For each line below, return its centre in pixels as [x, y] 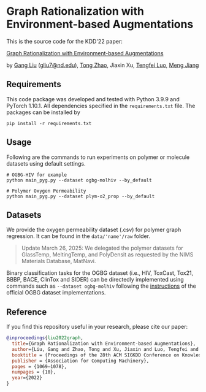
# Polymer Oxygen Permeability [46, 191]
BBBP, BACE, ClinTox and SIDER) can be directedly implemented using [95, 280]
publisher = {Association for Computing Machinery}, [81, 361]
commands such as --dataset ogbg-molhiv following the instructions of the [101, 286]
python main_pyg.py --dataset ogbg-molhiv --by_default [79, 180]
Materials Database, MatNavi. [59, 261]
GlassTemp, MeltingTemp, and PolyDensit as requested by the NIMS [107, 255]
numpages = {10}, [34, 372]
